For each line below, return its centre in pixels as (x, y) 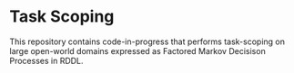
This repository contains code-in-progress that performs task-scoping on (147, 41)
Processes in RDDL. (46, 60)
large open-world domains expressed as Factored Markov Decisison (137, 50)
